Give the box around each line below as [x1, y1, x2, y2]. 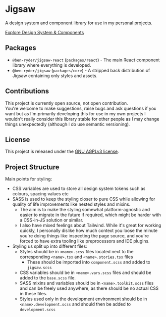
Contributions [5, 87, 49, 95]
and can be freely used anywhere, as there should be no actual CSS [19, 285, 159, 291]
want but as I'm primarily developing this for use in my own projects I [5, 110, 146, 117]
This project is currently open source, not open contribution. [5, 100, 128, 106]
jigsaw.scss [27, 266, 52, 271]
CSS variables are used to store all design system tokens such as [12, 185, 146, 191]
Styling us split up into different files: [12, 243, 88, 249]
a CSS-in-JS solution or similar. [19, 217, 84, 223]
